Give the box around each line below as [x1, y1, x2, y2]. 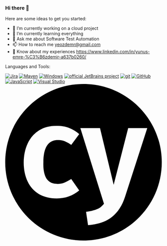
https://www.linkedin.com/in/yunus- [76, 49, 150, 55]
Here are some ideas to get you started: [5, 16, 87, 22]
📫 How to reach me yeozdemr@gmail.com [12, 42, 101, 48]
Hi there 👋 [5, 4, 30, 11]
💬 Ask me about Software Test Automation [12, 36, 99, 42]
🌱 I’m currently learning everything [12, 31, 83, 37]
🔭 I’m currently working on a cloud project [12, 25, 98, 31]
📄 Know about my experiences [12, 49, 76, 55]
